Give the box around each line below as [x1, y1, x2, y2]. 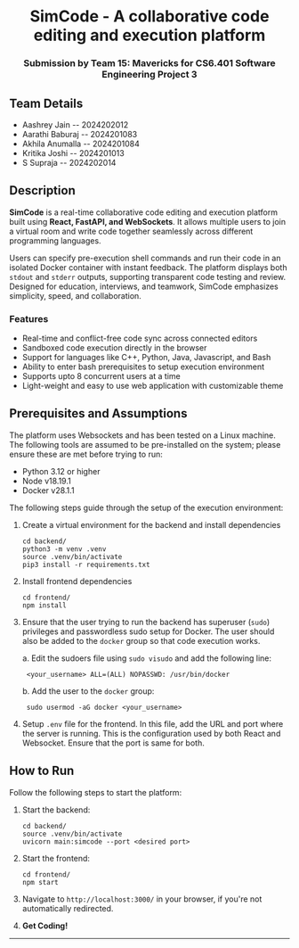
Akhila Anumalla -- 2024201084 [21, 138, 141, 149]
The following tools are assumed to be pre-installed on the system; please [9, 439, 281, 449]
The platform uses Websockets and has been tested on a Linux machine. [9, 430, 276, 441]
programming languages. [9, 235, 101, 246]
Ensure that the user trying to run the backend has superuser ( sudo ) [21, 616, 271, 627]
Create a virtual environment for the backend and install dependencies [21, 519, 281, 530]
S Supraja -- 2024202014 [21, 157, 117, 168]
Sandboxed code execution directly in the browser [21, 342, 207, 353]
